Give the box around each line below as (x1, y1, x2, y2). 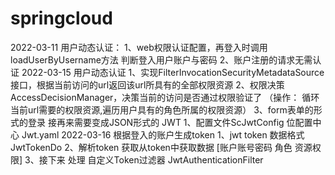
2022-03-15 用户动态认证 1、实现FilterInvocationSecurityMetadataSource (21, 66, 325, 78)
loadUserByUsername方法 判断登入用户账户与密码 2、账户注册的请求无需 (10, 53, 313, 66)
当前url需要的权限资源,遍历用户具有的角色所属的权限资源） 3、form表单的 (10, 103, 314, 116)
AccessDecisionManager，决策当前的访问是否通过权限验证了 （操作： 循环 (10, 91, 320, 103)
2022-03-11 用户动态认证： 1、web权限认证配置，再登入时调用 (10, 41, 268, 53)
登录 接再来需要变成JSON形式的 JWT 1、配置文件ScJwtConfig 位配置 (27, 116, 313, 128)
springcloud (10, 7, 113, 30)
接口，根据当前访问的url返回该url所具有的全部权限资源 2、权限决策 (10, 78, 285, 91)
